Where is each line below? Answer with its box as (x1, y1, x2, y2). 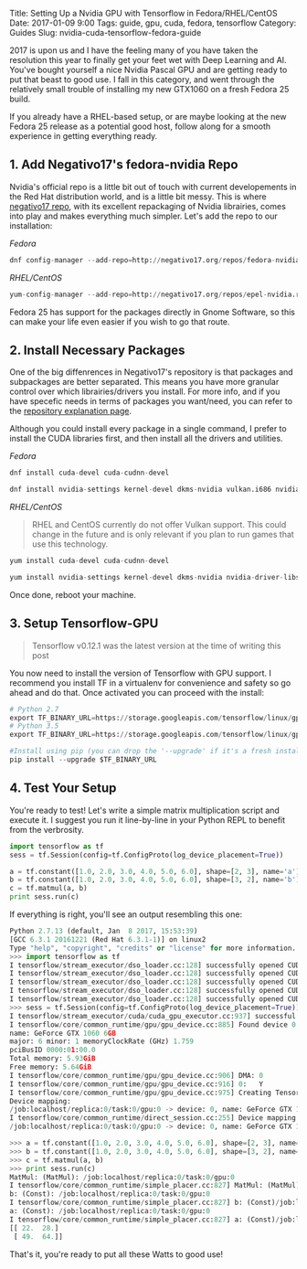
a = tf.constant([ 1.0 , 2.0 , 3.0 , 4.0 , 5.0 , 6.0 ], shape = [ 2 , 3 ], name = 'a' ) (9, 867, 301, 876)
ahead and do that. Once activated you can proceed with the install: (9, 687, 265, 698)
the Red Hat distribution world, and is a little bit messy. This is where (9, 191, 267, 202)
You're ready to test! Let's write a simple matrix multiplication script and (9, 805, 281, 816)
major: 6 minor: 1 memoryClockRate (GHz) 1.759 (9, 1037, 195, 1046)
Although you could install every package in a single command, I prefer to (9, 423, 287, 434)
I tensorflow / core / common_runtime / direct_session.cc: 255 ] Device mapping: (9, 1114, 301, 1123)
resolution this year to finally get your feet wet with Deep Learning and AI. (9, 55, 287, 65)
